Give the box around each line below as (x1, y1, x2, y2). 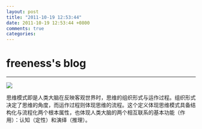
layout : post (6, 8, 39, 15)
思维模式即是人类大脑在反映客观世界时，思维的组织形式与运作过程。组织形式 (6, 94, 196, 102)
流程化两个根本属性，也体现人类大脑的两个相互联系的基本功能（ (22, 109, 180, 116)
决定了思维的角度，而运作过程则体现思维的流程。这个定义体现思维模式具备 (6, 102, 191, 109)
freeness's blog (6, 57, 87, 70)
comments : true (6, 25, 44, 32)
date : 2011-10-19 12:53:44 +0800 (6, 20, 90, 26)
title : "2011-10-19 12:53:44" (6, 14, 82, 20)
